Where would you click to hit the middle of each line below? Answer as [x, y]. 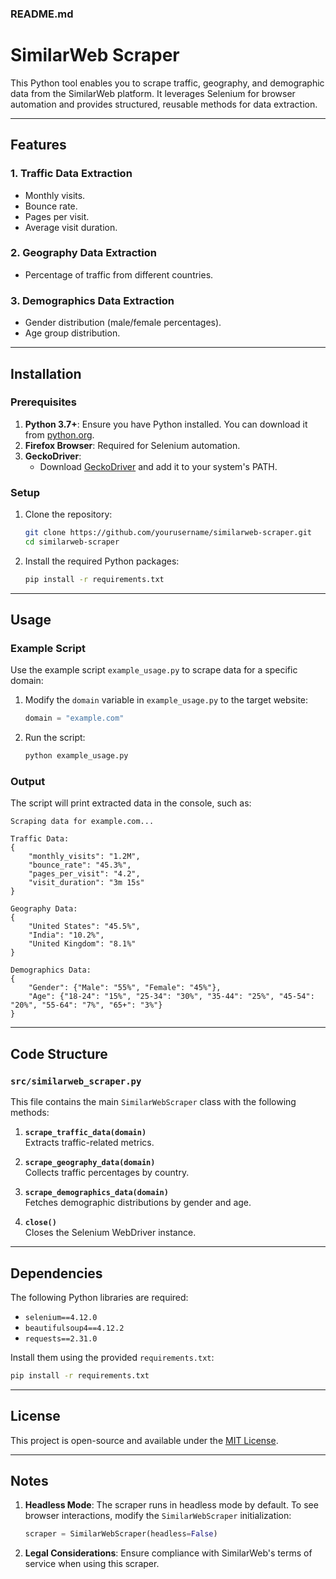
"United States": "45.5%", [84, 927]
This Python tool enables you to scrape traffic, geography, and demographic [167, 83]
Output [28, 782]
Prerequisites [43, 402]
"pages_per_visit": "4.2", [84, 874]
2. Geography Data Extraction [84, 253]
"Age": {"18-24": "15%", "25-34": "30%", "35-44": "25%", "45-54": [171, 997]
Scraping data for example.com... [82, 822]
